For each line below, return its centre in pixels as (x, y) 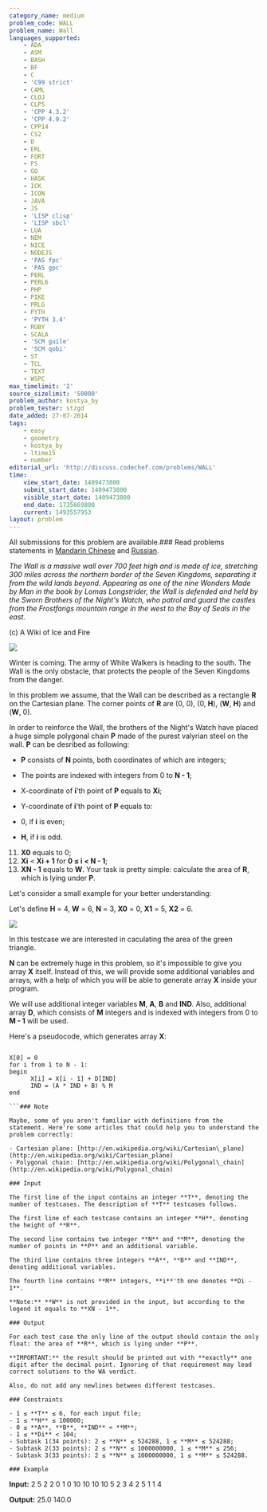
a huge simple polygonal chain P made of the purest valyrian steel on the (129, 736)
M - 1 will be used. (39, 1021)
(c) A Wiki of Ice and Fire (50, 632)
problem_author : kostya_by (54, 401)
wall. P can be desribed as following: (69, 744)
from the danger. (37, 680)
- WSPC (34, 379)
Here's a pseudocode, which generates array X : (88, 1036)
